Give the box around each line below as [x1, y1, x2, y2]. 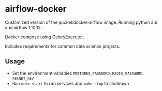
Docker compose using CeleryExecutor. [5, 34, 85, 40]
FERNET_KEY [12, 76, 34, 81]
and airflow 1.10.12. [5, 24, 42, 30]
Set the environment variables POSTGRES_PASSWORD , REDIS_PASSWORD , [12, 70, 144, 76]
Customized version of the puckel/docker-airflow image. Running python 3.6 [5, 19, 158, 25]
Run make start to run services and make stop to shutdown [12, 80, 129, 86]
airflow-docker [5, 3, 67, 15]
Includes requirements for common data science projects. [5, 43, 120, 49]
